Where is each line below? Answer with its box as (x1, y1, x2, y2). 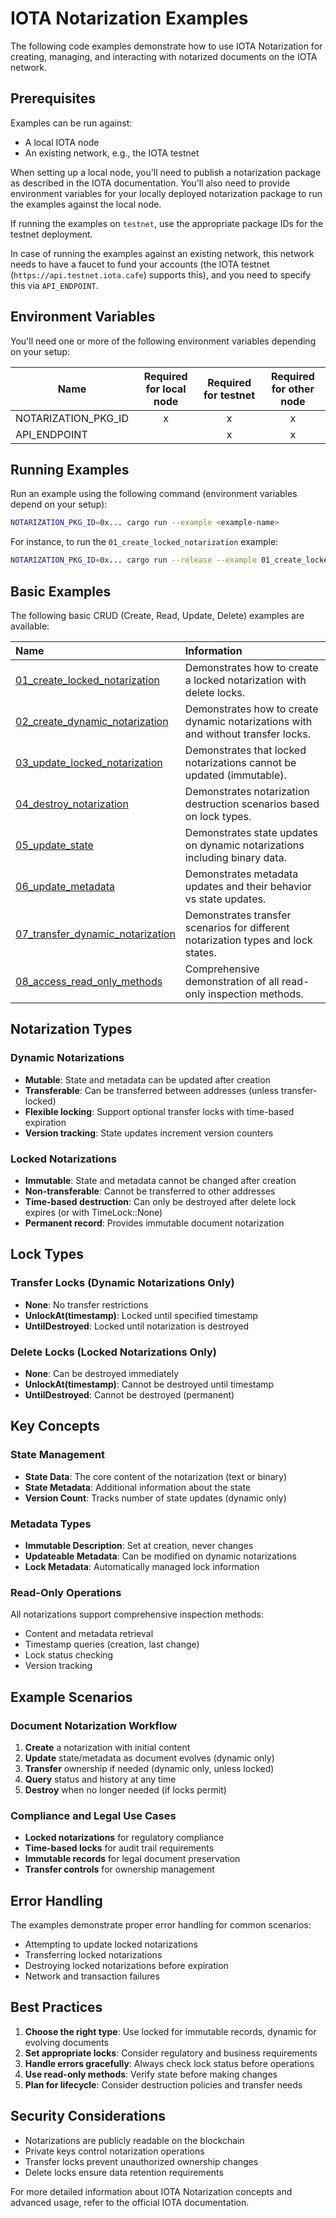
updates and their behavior (184, 879, 312, 893)
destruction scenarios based (184, 797, 320, 811)
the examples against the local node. (10, 198, 162, 210)
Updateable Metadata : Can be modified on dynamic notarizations (24, 1550, 297, 1562)
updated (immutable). (184, 768, 287, 782)
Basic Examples (10, 583, 112, 600)
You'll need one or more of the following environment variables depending (10, 335, 317, 347)
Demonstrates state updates (184, 825, 318, 839)
